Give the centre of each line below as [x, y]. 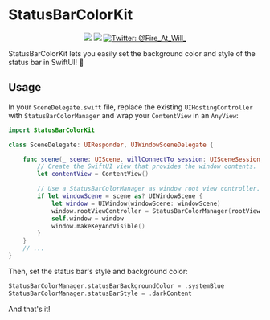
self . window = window [88, 219]
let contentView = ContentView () [93, 174]
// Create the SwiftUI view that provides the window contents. [147, 166]
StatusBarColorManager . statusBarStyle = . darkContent [100, 293]
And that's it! [29, 309]
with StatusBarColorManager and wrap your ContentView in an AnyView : [123, 115]
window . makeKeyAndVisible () [98, 226]
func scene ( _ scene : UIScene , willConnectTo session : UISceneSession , [143, 159]
